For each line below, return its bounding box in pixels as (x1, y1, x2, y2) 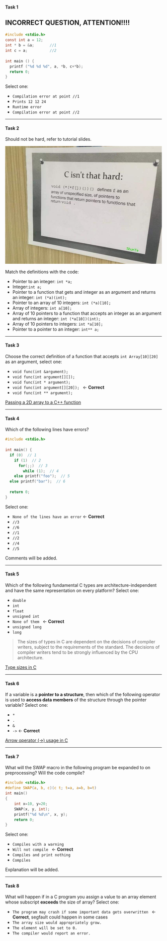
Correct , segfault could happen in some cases (12, 914, 108, 920)
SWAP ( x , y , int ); (14, 807, 50, 812)
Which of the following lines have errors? (5, 427, 89, 433)
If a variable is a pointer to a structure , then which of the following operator (5, 692, 161, 698)
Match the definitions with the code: (5, 269, 79, 275)
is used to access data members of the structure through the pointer (5, 697, 147, 703)
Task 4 (5, 415, 20, 422)
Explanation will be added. (5, 867, 59, 873)
